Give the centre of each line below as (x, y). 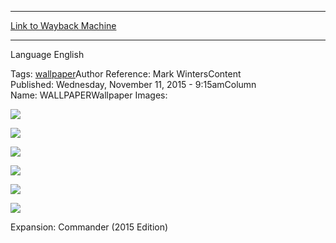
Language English (47, 54)
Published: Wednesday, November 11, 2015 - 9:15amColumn (133, 84)
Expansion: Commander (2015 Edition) (89, 227)
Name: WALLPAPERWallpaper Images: (89, 95)
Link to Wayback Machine (63, 25)
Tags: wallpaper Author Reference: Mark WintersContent (126, 74)
